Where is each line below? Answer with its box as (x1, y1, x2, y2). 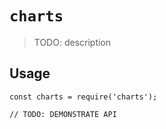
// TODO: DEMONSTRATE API (9, 109, 117, 119)
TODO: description (33, 36, 112, 48)
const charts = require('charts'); (9, 92, 158, 102)
